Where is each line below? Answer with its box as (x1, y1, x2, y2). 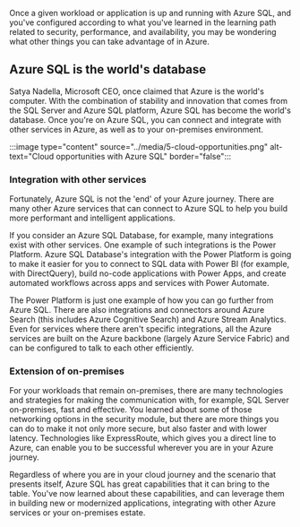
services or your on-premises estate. (9, 507, 146, 518)
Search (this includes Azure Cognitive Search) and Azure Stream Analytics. (9, 314, 287, 325)
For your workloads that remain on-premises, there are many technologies (9, 385, 284, 396)
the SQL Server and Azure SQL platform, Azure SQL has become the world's (9, 105, 291, 116)
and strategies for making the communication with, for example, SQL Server (9, 394, 289, 406)
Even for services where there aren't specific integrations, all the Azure (9, 324, 272, 334)
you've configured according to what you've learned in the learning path (9, 17, 277, 28)
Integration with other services (9, 173, 147, 186)
